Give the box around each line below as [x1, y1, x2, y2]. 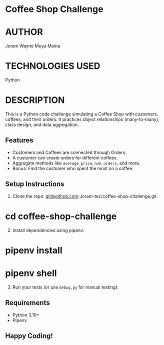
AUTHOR [5, 26, 43, 38]
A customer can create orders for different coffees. [12, 154, 118, 160]
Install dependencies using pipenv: [12, 227, 84, 233]
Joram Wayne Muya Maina [5, 43, 60, 49]
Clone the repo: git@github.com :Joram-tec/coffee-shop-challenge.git [12, 193, 156, 199]
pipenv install [5, 244, 62, 256]
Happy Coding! [5, 331, 53, 340]
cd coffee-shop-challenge [5, 210, 117, 222]
